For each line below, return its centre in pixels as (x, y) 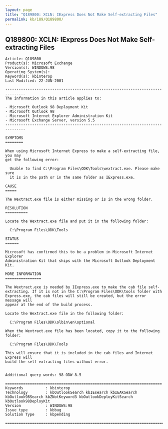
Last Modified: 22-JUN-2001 (34, 81)
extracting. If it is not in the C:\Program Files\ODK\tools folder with (84, 292)
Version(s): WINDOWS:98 (30, 68)
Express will (19, 357)
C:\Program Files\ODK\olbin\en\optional (52, 322)
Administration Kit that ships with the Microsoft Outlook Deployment (80, 261)
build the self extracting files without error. (57, 362)
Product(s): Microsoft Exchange (39, 63)
